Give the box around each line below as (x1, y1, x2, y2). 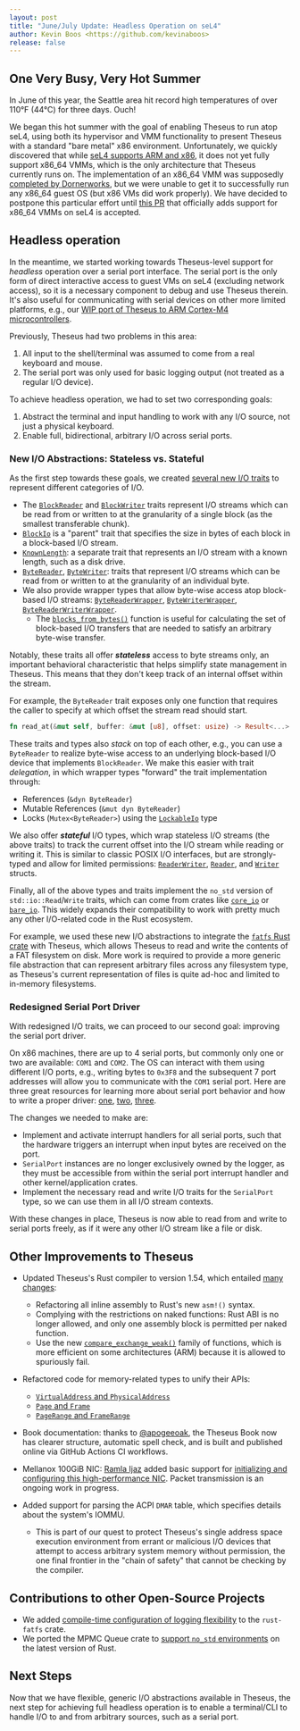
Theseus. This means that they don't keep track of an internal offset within (9, 669, 284, 680)
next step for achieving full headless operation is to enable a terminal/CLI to (9, 1702, 287, 1712)
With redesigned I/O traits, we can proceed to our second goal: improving (9, 1021, 280, 1032)
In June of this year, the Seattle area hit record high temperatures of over (9, 95, 279, 105)
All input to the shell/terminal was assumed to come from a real (21, 347, 255, 358)
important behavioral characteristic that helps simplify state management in (9, 659, 287, 670)
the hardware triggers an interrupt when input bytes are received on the (21, 1140, 287, 1150)
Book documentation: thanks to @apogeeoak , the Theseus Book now (21, 1427, 278, 1438)
